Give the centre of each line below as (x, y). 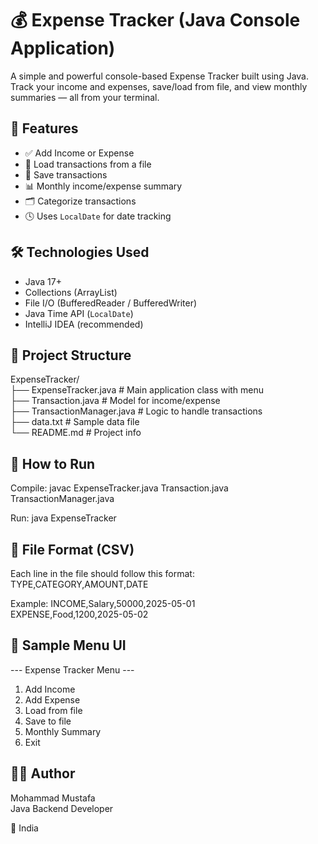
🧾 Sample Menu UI (68, 645)
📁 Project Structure (71, 355)
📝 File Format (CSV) (72, 549)
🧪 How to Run (53, 463)
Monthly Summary (63, 731)
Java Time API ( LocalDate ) (79, 313)
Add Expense (52, 699)
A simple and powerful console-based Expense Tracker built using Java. (159, 76)
